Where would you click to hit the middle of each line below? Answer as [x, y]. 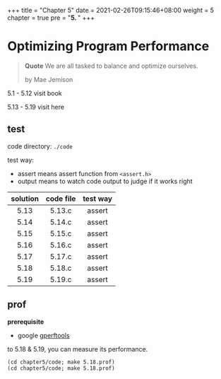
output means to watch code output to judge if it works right [105, 181]
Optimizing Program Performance [108, 46]
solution [25, 199]
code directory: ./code [40, 146]
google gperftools [43, 335]
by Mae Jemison [49, 79]
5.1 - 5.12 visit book [35, 93]
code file [61, 199]
